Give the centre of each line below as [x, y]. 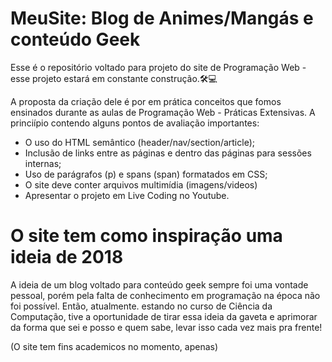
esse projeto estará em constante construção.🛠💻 [114, 78]
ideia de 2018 [67, 257]
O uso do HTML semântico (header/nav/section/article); [139, 142]
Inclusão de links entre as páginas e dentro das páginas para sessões [168, 153]
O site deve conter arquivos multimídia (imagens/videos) [141, 184]
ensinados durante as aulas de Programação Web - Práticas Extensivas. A [163, 112]
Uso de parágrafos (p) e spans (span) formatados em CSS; [146, 174]
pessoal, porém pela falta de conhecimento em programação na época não [165, 295]
